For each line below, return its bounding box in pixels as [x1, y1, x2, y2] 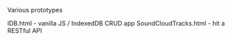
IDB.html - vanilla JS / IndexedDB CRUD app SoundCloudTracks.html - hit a [7, 19, 225, 27]
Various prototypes [7, 6, 63, 14]
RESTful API [7, 27, 42, 34]
